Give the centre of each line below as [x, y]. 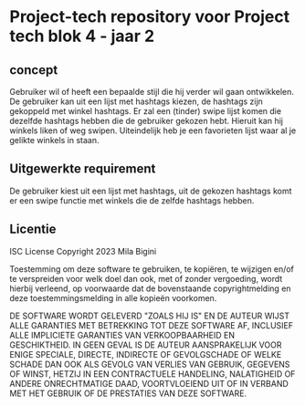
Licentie [33, 229]
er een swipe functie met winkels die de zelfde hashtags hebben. [132, 200]
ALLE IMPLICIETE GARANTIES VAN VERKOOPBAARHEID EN [122, 335]
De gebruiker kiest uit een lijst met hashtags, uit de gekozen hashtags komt [151, 191]
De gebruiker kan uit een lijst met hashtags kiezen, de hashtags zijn [136, 101]
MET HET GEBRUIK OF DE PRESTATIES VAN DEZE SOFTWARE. [128, 393]
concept [34, 70]
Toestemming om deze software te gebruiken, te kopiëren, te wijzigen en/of [152, 269]
